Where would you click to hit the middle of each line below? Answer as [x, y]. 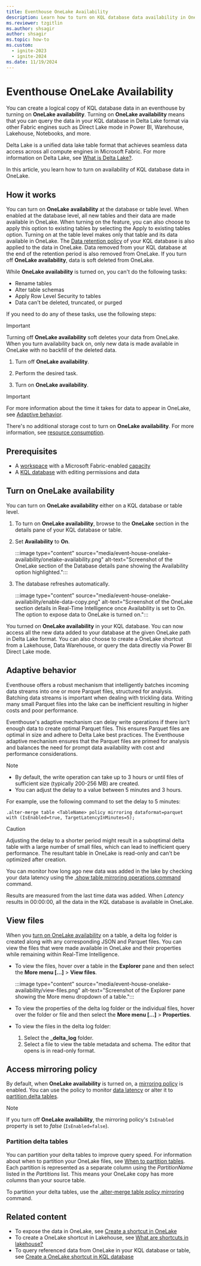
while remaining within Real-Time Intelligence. [63, 954]
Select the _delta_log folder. [59, 1038]
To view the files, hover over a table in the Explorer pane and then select [104, 966]
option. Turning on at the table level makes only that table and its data [92, 235]
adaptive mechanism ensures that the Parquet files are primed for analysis [98, 741]
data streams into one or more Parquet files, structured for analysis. [90, 691]
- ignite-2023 [29, 51]
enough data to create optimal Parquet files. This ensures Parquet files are [98, 728]
